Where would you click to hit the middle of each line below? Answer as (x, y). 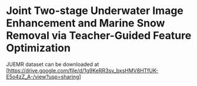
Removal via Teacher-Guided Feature (99, 36)
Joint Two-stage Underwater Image (95, 11)
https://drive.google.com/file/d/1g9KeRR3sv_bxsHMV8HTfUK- (83, 70)
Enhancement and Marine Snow (86, 23)
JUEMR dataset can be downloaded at (53, 64)
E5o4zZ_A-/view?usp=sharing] (44, 77)
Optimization (38, 48)
